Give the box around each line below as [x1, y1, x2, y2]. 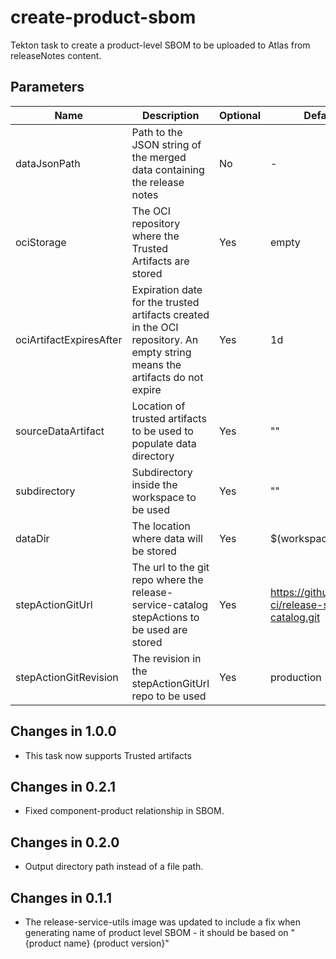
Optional [219, 108, 262, 122]
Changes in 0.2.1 [10, 778, 117, 795]
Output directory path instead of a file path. [24, 861, 204, 873]
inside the [131, 477, 178, 491]
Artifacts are [131, 254, 190, 268]
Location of [131, 399, 186, 413]
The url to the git [131, 560, 210, 574]
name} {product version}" [63, 937, 170, 949]
